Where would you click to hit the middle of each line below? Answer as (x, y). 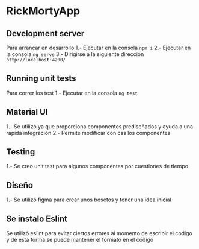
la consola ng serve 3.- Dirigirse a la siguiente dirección (75, 54)
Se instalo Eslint (37, 219)
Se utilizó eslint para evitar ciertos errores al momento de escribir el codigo (99, 233)
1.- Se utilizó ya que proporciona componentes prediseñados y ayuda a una (100, 126)
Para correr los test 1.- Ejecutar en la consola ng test (72, 93)
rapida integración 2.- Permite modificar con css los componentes (88, 133)
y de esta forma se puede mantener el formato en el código (80, 240)
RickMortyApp (43, 11)
